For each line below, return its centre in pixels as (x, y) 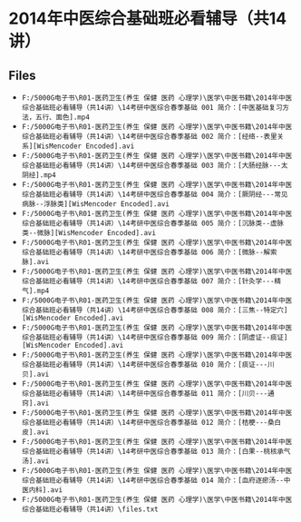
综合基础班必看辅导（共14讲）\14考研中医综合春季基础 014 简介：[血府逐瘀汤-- (153, 480)
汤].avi (35, 461)
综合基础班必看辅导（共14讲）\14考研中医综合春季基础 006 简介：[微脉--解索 (149, 252)
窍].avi (35, 403)
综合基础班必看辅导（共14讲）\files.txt (90, 509)
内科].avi (46, 490)
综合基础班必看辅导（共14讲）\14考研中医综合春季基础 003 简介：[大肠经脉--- (151, 165)
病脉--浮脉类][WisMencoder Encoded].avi (95, 204)
